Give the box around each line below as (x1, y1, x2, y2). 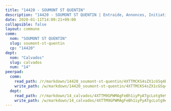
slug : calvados (10, 60, 42, 65)
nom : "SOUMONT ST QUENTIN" (10, 36, 67, 41)
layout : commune (5, 27, 40, 32)
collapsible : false (5, 21, 47, 27)
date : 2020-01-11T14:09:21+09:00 (5, 17, 76, 22)
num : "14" (10, 64, 31, 70)
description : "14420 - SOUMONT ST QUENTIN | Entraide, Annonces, (5, 12, 147, 17)
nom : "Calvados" (10, 55, 44, 60)
